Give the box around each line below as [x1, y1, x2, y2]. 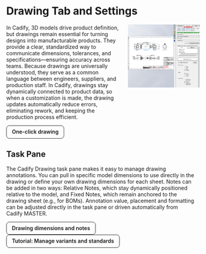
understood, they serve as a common [6, 68, 99, 76]
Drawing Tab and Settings [6, 4, 138, 18]
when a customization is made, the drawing [6, 94, 114, 101]
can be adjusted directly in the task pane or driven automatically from [6, 203, 178, 211]
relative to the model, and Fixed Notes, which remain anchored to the [6, 190, 177, 198]
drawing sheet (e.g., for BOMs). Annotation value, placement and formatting [6, 197, 195, 204]
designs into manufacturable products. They [6, 37, 116, 44]
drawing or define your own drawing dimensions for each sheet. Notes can [6, 178, 192, 185]
